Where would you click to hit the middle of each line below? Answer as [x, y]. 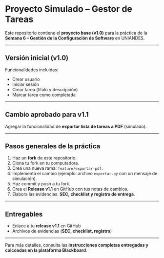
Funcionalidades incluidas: [32, 70]
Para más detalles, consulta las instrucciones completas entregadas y [77, 245]
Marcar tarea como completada [44, 95]
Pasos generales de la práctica [53, 146]
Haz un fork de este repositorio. [44, 158]
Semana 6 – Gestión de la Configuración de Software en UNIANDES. [75, 38]
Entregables [24, 214]
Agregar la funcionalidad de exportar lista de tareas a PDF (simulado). [76, 126]
